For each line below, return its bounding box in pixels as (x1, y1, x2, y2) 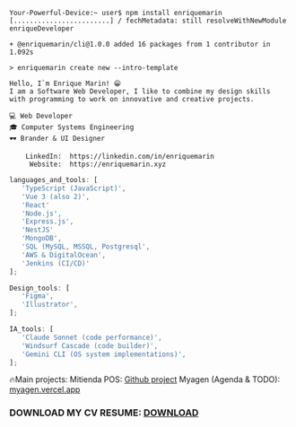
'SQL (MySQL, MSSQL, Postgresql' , (21, 242, 151, 251)
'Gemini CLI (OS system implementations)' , (21, 350, 187, 359)
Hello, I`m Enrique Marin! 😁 (9, 79, 121, 88)
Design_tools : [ (9, 283, 70, 292)
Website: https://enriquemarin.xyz (29, 160, 167, 169)
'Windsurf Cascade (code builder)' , (21, 341, 159, 350)
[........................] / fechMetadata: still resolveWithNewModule (9, 16, 287, 25)
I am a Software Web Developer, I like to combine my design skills (9, 87, 271, 96)
